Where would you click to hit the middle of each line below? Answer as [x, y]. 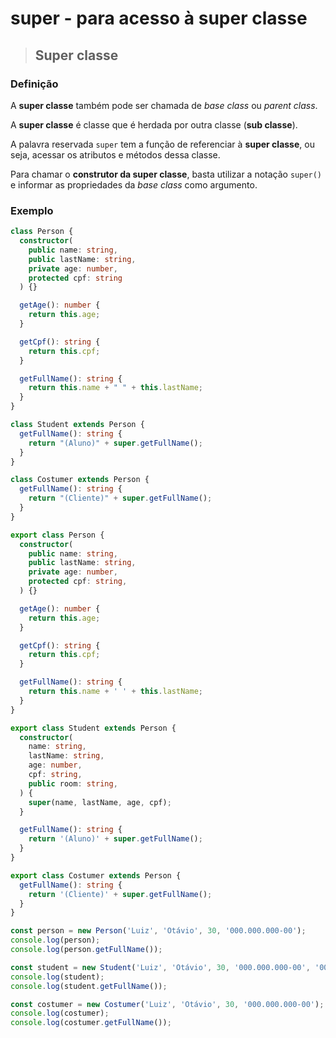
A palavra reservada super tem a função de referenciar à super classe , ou [162, 144]
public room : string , [73, 783]
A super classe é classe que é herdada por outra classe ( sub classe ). [154, 124]
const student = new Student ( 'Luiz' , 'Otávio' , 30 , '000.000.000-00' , [160, 967]
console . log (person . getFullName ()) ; [86, 950]
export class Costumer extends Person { [96, 875]
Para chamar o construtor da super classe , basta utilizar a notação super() [166, 174]
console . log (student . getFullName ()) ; [89, 986]
